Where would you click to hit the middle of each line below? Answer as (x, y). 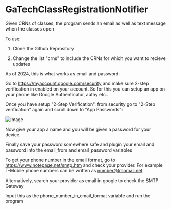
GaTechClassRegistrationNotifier (77, 9)
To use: (13, 39)
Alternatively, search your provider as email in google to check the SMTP (82, 180)
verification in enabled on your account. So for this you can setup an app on (85, 89)
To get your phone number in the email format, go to (60, 160)
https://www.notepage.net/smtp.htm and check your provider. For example (84, 165)
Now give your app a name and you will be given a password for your (78, 129)
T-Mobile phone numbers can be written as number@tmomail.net (74, 170)
